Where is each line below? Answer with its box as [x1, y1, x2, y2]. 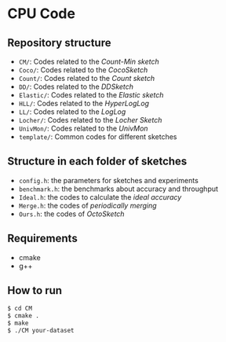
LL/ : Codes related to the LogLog [18, 107, 126, 116]
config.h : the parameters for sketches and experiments [18, 175, 199, 185]
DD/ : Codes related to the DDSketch [18, 82, 134, 91]
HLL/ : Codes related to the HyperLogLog [18, 99, 150, 108]
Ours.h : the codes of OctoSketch [18, 209, 125, 219]
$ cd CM [7, 304, 33, 313]
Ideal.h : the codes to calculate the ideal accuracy [18, 192, 182, 201]
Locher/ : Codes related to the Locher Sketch [18, 116, 162, 124]
